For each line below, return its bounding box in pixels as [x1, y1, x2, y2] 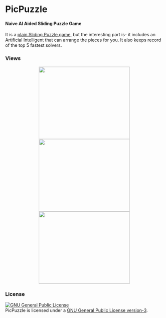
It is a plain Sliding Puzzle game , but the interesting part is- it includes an [5, 32, 156, 38]
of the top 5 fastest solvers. [5, 42, 62, 48]
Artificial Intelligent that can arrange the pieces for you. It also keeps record [5, 37, 161, 43]
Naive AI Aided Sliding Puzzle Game [5, 20, 82, 26]
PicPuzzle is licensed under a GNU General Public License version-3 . [5, 307, 148, 313]
